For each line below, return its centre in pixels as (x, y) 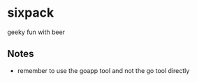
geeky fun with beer (36, 32)
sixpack (31, 13)
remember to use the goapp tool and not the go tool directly (103, 70)
